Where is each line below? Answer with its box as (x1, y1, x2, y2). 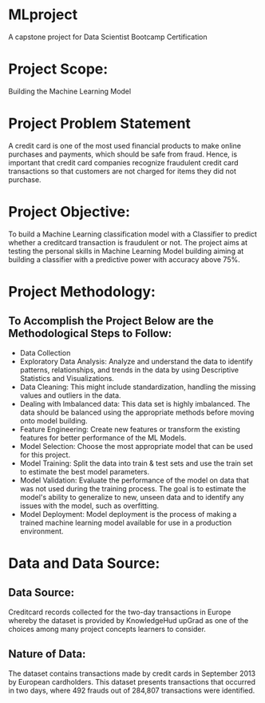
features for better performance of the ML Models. (19, 433, 187, 443)
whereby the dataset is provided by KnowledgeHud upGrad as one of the (8, 615, 249, 625)
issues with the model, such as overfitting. (19, 501, 160, 510)
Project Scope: (8, 60, 109, 78)
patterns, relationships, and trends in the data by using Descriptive (19, 365, 239, 375)
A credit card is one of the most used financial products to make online (8, 141, 242, 150)
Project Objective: (8, 203, 130, 220)
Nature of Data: (8, 647, 86, 661)
